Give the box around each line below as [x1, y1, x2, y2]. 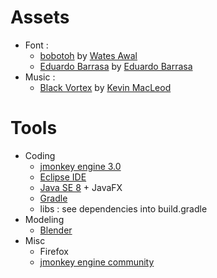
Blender [39, 224, 73, 236]
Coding [24, 149, 56, 161]
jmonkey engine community [39, 256, 155, 268]
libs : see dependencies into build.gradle [39, 202, 208, 215]
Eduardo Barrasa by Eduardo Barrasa [39, 60, 193, 72]
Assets [10, 6, 70, 29]
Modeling [24, 213, 65, 225]
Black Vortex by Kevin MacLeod [39, 81, 172, 93]
